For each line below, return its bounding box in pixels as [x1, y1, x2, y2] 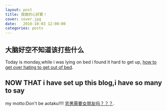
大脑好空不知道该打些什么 [5, 45, 84, 54]
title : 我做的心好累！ [5, 12, 47, 17]
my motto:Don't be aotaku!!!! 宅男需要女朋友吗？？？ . [5, 100, 114, 106]
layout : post [5, 7, 32, 12]
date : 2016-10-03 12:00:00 [5, 21, 66, 26]
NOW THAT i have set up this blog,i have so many [5, 79, 162, 87]
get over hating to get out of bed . [5, 64, 73, 70]
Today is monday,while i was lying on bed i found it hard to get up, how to [5, 59, 157, 65]
